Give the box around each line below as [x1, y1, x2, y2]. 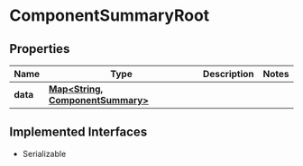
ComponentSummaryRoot [9, 5, 210, 26]
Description [202, 68, 254, 80]
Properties [9, 41, 70, 57]
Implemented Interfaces [9, 125, 148, 140]
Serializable [22, 148, 67, 159]
